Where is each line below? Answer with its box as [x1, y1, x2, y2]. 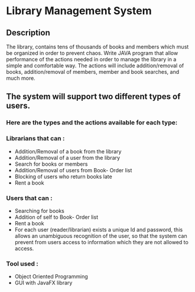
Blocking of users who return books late [14, 173, 112, 180]
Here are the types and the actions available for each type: [6, 119, 178, 127]
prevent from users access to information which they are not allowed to [14, 238, 189, 245]
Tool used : [6, 260, 38, 268]
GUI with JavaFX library [14, 279, 73, 287]
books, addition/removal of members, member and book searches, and [6, 68, 179, 75]
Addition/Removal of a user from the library [14, 154, 120, 161]
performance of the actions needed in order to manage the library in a [6, 56, 177, 63]
